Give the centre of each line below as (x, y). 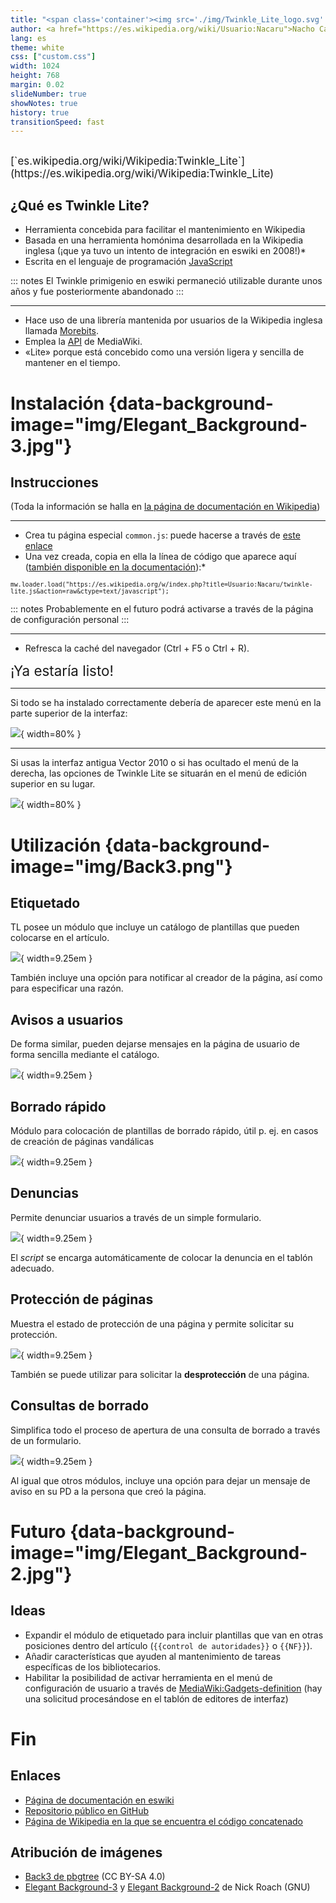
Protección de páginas (82, 1299)
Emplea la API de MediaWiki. (83, 342)
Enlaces (36, 1776)
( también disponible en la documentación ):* (115, 567)
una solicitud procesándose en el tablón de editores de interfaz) (156, 1698)
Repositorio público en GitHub (87, 1810)
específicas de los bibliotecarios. (93, 1667)
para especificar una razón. (67, 988)
